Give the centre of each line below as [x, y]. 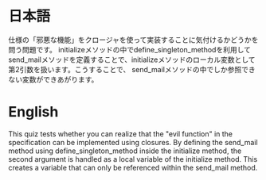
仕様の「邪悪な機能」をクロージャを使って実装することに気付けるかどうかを [133, 40]
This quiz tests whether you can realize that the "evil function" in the [121, 134]
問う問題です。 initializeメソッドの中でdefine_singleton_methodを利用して [130, 49]
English [33, 112]
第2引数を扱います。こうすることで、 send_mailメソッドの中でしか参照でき [132, 69]
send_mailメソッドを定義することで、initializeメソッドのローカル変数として [132, 59]
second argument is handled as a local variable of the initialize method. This [133, 159]
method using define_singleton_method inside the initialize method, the [125, 151]
